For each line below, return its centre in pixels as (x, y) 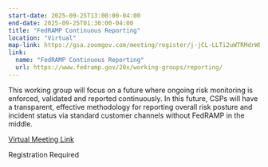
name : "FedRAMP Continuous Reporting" (80, 60)
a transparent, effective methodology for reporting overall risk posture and (130, 107)
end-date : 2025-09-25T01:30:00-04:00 (71, 23)
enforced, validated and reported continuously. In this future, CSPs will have (133, 98)
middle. (21, 123)
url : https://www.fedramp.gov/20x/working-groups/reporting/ (119, 68)
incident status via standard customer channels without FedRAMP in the (126, 115)
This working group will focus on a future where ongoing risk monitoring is (131, 90)
